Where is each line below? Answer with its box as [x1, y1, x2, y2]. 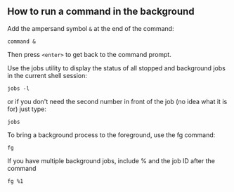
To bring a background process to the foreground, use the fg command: [7, 130, 216, 139]
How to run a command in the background [7, 6, 195, 18]
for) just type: [7, 105, 47, 113]
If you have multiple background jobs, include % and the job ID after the [7, 156, 216, 165]
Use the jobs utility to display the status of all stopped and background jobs [7, 63, 226, 72]
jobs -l [7, 84, 30, 92]
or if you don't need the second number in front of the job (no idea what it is [7, 97, 228, 105]
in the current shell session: [7, 71, 88, 79]
